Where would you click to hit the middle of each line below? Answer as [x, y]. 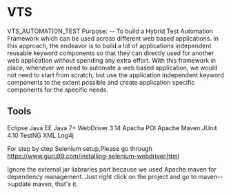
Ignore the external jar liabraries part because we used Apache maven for [112, 169]
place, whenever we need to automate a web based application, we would [112, 68]
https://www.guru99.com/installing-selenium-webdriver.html [93, 156]
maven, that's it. [55, 184]
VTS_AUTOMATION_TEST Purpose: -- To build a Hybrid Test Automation [110, 31]
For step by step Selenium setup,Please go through [80, 148]
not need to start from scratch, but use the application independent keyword [115, 75]
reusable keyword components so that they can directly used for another [111, 53]
